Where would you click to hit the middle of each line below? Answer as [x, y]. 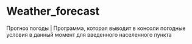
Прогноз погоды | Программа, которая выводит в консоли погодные [96, 28]
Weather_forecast [53, 11]
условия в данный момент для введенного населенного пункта [89, 34]
